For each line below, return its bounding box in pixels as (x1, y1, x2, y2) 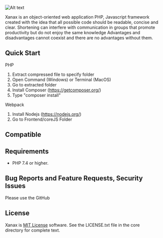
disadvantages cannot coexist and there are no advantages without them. (5, 35, 153, 41)
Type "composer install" (12, 92, 61, 98)
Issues (5, 182, 26, 190)
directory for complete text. (5, 227, 60, 233)
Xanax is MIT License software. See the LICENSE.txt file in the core (5, 222, 140, 228)
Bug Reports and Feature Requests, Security (5, 174, 143, 183)
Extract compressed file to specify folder (12, 71, 95, 77)
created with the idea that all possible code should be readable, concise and (5, 20, 159, 25)
